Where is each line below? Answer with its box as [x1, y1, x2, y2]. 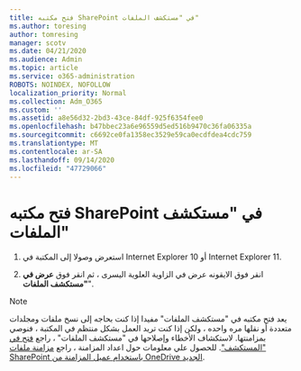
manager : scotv [9, 38, 67, 48]
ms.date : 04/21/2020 [9, 47, 87, 56]
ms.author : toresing [9, 22, 87, 31]
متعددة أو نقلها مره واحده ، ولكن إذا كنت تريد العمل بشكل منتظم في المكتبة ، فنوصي [9, 323, 292, 334]
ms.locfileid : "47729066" [9, 164, 106, 173]
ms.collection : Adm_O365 [9, 96, 103, 106]
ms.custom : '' [9, 105, 63, 114]
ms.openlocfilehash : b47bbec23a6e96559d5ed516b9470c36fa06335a [9, 122, 252, 131]
